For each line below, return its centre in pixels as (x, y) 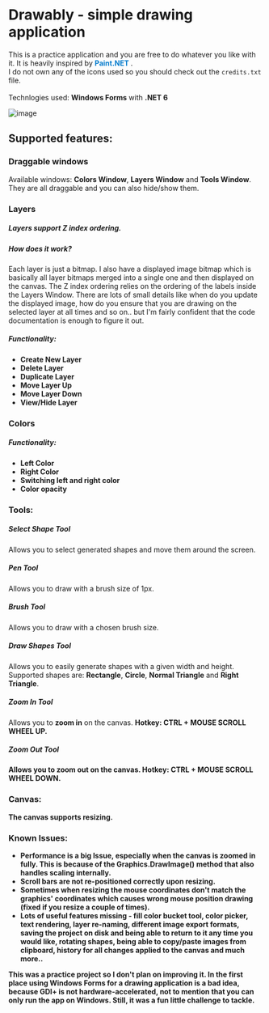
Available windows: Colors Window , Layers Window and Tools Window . (130, 179)
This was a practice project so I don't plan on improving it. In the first (126, 975)
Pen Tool (23, 568)
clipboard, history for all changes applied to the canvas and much (132, 950)
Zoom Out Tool (34, 749)
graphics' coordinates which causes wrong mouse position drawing (137, 899)
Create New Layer (51, 359)
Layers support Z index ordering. (65, 228)
